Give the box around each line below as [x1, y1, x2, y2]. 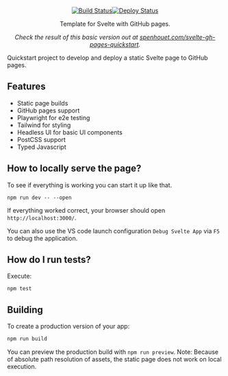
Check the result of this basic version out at [14, 33, 138, 41]
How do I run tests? [7, 254, 91, 266]
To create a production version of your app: [7, 322, 130, 331]
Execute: [7, 272, 32, 281]
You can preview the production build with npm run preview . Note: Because [7, 348, 219, 356]
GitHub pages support [16, 106, 80, 115]
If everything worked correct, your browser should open [7, 206, 166, 214]
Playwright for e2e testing [16, 113, 90, 121]
